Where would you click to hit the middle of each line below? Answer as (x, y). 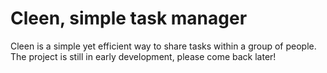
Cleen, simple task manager (129, 18)
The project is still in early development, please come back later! (143, 56)
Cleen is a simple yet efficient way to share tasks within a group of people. (163, 46)
